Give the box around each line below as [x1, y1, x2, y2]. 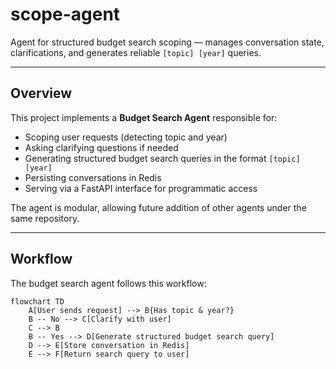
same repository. [10, 212, 80, 224]
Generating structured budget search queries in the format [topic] [24, 152, 301, 164]
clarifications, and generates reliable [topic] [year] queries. [10, 46, 262, 58]
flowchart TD [10, 296, 65, 307]
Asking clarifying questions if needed [24, 141, 179, 153]
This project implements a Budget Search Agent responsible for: [10, 111, 278, 123]
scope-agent [10, 3, 121, 26]
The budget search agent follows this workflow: [10, 277, 207, 289]
